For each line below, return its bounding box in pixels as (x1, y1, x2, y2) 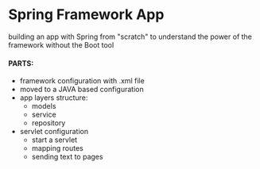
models (31, 102, 56, 111)
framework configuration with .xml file (19, 76, 145, 86)
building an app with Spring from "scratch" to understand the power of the (8, 32, 253, 41)
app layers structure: (19, 93, 88, 102)
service (31, 109, 57, 120)
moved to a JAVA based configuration (19, 85, 145, 94)
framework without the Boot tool (8, 40, 114, 49)
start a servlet (31, 135, 78, 144)
